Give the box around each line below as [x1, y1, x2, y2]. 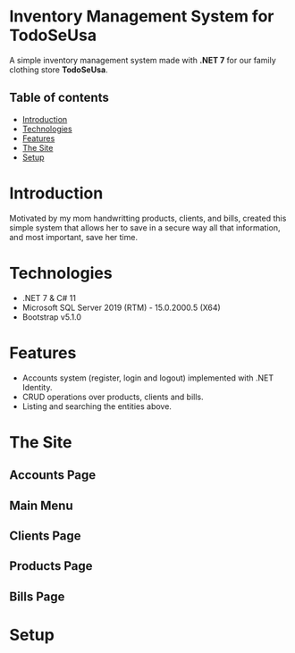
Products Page [9, 558, 93, 573]
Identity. [21, 381, 53, 392]
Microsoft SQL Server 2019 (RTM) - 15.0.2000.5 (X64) [21, 302, 221, 313]
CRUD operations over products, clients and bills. [21, 391, 204, 402]
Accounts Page [9, 467, 97, 483]
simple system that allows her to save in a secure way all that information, [9, 222, 281, 233]
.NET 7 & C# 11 [21, 292, 77, 303]
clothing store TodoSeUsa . [9, 64, 109, 75]
